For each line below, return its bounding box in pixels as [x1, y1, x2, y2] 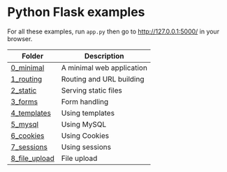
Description [84, 51, 124, 61]
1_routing [10, 74, 43, 84]
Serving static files [61, 85, 122, 95]
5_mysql [10, 119, 39, 129]
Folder [22, 51, 44, 61]
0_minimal [10, 63, 45, 72]
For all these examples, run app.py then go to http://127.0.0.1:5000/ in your [7, 27, 220, 36]
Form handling [61, 97, 109, 107]
